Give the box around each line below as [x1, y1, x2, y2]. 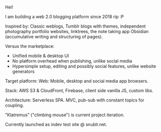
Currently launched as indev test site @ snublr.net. [5, 122, 107, 127]
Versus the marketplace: [5, 43, 55, 49]
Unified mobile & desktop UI [12, 53, 69, 59]
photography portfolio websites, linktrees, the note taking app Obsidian [5, 29, 149, 34]
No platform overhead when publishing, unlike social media [12, 58, 133, 64]
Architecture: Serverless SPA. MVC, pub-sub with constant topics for [5, 97, 145, 103]
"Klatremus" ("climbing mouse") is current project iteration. [5, 112, 125, 118]
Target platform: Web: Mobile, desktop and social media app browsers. [5, 78, 149, 84]
